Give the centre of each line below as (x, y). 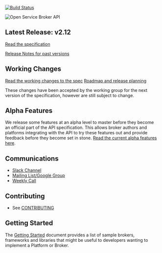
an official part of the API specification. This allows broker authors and (76, 127)
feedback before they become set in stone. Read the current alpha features (81, 138)
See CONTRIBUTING (33, 208)
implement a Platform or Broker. (37, 245)
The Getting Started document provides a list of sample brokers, (70, 235)
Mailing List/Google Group (38, 175)
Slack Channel (27, 170)
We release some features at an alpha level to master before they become (80, 123)
